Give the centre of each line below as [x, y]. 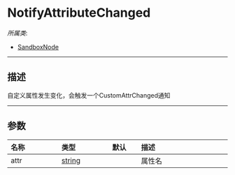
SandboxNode [38, 47]
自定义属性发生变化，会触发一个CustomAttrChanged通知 [89, 95]
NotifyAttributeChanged [79, 13]
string [71, 160]
